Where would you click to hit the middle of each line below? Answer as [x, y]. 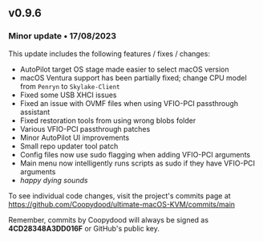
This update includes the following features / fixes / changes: [109, 53]
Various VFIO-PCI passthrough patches [85, 129]
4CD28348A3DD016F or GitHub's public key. [84, 228]
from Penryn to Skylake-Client [70, 86]
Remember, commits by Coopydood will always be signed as [109, 219]
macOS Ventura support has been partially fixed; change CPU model [133, 78]
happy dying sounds [54, 180]
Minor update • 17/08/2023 [62, 36]
